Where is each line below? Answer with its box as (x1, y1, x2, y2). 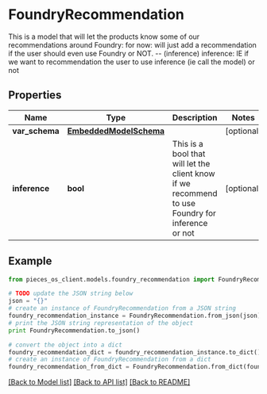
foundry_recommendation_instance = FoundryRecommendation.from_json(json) (8, 312, 261, 320)
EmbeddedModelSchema (67, 125, 165, 136)
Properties (8, 89, 62, 102)
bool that (172, 148, 206, 159)
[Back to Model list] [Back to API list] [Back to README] (8, 377, 191, 387)
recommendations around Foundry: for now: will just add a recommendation (8, 40, 257, 49)
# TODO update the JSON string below (8, 289, 133, 298)
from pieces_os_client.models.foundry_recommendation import (8, 275, 215, 283)
